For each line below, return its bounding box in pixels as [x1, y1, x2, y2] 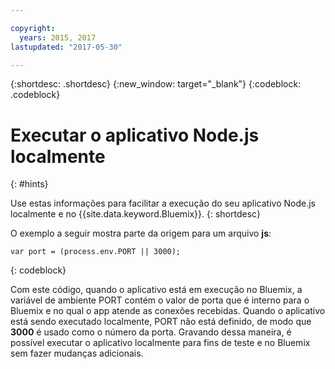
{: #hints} [10, 178, 49, 190]
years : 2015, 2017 [19, 32, 97, 43]
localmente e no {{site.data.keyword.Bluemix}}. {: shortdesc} [10, 208, 261, 220]
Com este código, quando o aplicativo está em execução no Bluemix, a [10, 284, 303, 296]
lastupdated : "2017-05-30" [10, 42, 123, 52]
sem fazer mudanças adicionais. [10, 347, 144, 360]
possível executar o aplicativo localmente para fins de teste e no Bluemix [10, 337, 311, 349]
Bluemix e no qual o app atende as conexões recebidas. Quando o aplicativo [10, 305, 326, 317]
